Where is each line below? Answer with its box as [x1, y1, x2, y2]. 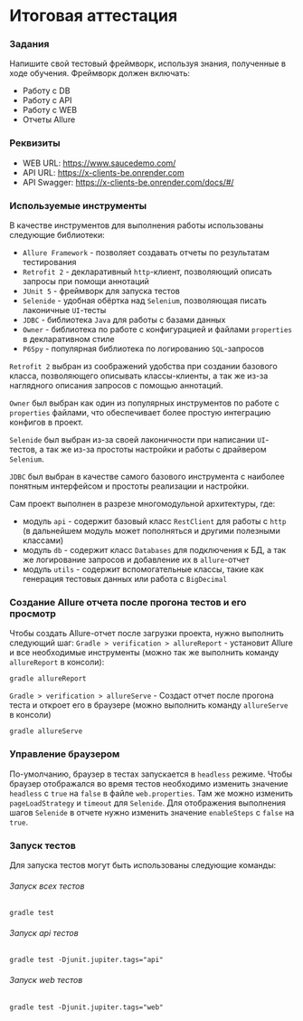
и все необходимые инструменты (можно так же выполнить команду [9, 647, 279, 658]
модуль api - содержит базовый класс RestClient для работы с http [22, 516, 287, 527]
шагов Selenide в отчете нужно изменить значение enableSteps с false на [9, 806, 295, 817]
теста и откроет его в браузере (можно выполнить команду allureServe [9, 700, 289, 711]
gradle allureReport [9, 674, 88, 683]
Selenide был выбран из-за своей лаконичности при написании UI [9, 434, 266, 445]
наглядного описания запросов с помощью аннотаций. [9, 380, 223, 391]
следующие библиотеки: [9, 230, 106, 241]
